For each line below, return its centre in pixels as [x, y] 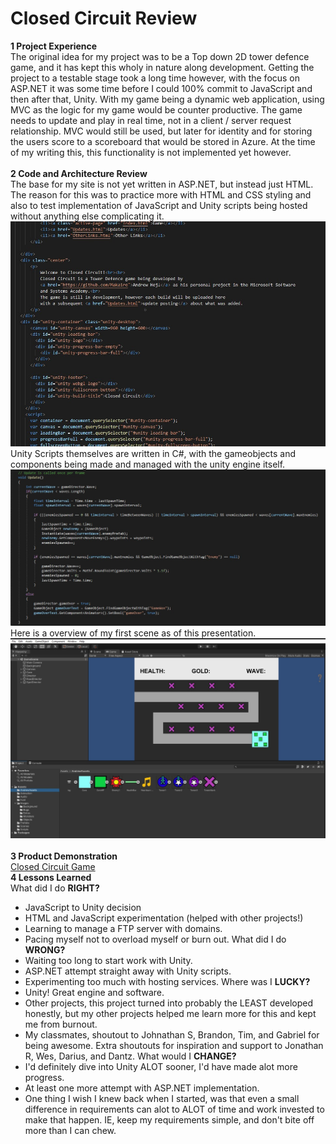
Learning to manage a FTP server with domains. [123, 929]
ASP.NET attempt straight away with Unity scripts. [128, 971]
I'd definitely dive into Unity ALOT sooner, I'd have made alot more [161, 1067]
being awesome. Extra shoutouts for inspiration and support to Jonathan [174, 1046]
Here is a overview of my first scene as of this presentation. [133, 633]
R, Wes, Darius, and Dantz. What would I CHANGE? [130, 1056]
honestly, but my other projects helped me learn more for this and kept [170, 1014]
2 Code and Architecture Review [79, 173]
